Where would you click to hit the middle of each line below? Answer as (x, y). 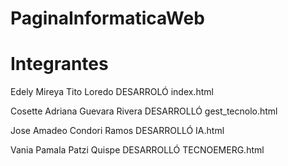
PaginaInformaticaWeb (107, 18)
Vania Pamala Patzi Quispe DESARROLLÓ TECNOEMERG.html (137, 150)
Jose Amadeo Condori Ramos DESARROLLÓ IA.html (117, 131)
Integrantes (59, 64)
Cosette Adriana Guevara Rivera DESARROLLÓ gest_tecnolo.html (144, 111)
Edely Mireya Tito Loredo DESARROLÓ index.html (112, 92)
